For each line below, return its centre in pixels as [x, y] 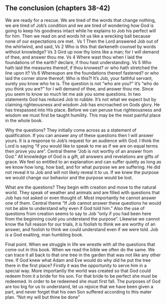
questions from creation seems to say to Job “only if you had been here [78, 214]
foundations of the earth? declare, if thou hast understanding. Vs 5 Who [78, 62]
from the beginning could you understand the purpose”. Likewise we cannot [83, 219]
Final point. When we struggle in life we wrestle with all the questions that [80, 244]
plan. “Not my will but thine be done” [43, 297]
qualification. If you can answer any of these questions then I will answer [79, 135]
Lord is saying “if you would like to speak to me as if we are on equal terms [82, 146]
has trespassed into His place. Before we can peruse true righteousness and [83, 110]
